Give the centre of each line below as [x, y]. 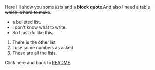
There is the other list [34, 42]
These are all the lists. [35, 53]
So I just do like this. [33, 33]
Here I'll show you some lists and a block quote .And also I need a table [77, 7]
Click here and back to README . [38, 62]
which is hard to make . [28, 12]
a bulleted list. [26, 22]
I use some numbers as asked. [44, 47]
